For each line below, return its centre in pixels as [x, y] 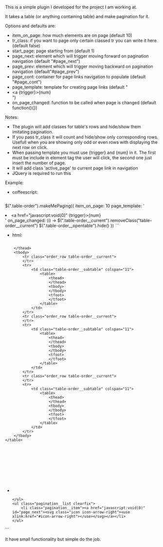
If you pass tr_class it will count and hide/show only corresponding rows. [85, 137]
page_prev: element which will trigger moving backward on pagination [82, 66]
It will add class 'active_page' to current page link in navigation [75, 168]
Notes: [12, 117]
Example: [14, 183]
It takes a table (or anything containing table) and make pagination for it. [77, 16]
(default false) [26, 46]
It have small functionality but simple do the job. [53, 539]
